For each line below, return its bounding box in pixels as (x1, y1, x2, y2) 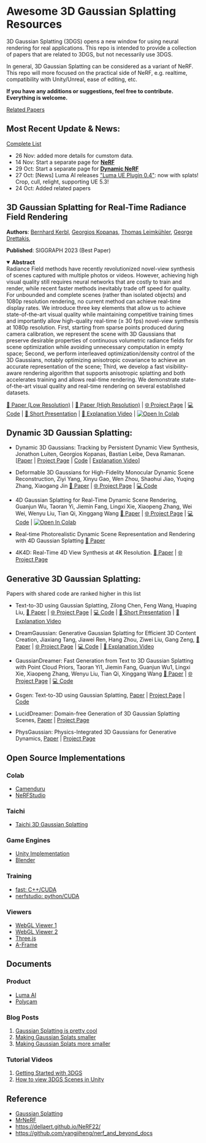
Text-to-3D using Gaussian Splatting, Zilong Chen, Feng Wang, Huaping (15, 602, 197, 609)
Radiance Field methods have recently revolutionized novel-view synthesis (6, 265, 195, 272)
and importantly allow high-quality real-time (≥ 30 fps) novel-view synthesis (6, 317, 199, 325)
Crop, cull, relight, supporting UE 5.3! (15, 178, 109, 185)
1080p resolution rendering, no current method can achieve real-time (6, 298, 181, 305)
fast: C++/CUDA (15, 885, 57, 893)
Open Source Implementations (6, 753, 126, 763)
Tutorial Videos (6, 1055, 53, 1064)
